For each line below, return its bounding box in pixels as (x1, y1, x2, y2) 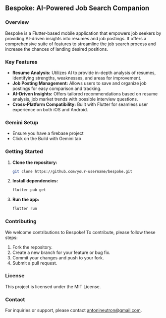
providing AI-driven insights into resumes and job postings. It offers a (5, 35, 147, 41)
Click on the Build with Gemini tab (12, 136, 82, 142)
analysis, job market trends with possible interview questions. (12, 96, 138, 102)
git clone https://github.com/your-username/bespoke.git (12, 169, 133, 174)
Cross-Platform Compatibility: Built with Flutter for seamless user (12, 101, 148, 107)
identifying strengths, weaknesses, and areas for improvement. (12, 75, 142, 81)
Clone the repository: (12, 159, 57, 165)
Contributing (5, 218, 37, 225)
